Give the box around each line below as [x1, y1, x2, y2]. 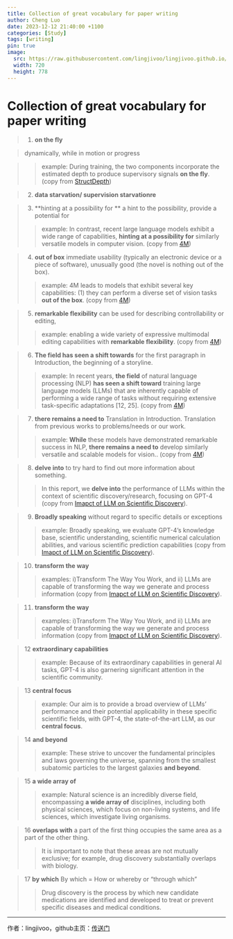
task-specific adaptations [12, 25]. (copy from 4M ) [41, 402, 186, 410]
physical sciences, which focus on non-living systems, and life [41, 805, 221, 813]
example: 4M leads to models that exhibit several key [41, 282, 193, 290]
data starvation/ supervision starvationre [34, 191, 157, 199]
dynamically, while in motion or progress [24, 149, 140, 157]
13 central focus [24, 687, 71, 695]
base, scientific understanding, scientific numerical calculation [41, 533, 221, 542]
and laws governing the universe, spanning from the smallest [41, 757, 216, 765]
